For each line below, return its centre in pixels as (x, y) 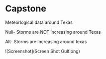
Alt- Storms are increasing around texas (46, 41)
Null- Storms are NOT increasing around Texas (53, 32)
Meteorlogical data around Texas (39, 22)
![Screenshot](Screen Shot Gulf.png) (43, 51)
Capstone (26, 9)
